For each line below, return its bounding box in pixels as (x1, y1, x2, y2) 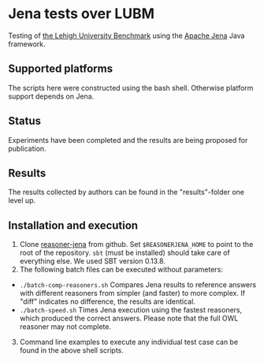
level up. (8, 196, 36, 205)
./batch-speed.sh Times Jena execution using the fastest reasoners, (19, 305, 243, 315)
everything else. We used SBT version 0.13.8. (19, 256, 165, 266)
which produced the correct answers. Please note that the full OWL (19, 313, 239, 324)
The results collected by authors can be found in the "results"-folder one (8, 187, 244, 197)
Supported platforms (8, 62, 113, 76)
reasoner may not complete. (19, 322, 112, 331)
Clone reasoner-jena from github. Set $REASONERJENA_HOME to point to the (19, 240, 254, 249)
